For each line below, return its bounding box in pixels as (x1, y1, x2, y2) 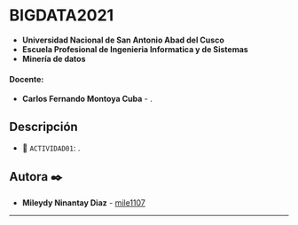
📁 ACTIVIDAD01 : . (21, 143, 81, 153)
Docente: (9, 74, 44, 84)
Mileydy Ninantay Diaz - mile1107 (21, 197, 146, 208)
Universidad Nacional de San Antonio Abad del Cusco (21, 35, 224, 45)
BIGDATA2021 (9, 5, 114, 26)
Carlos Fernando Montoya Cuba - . (21, 94, 153, 105)
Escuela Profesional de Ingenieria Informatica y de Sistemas (21, 43, 248, 54)
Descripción (9, 119, 78, 134)
